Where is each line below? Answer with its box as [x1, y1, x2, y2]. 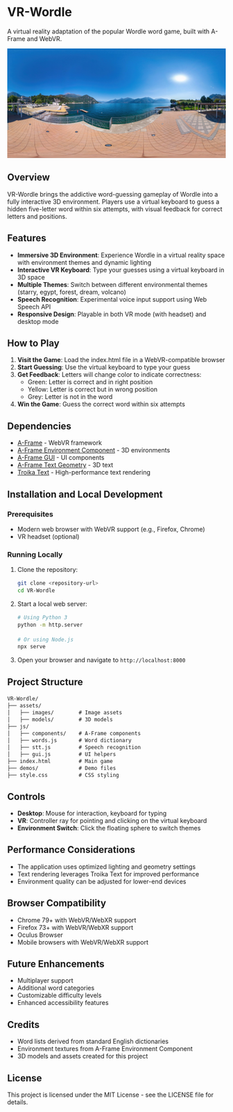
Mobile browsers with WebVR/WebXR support [17, 938, 149, 946]
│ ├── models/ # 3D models [7, 717, 113, 723]
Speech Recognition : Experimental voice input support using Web [17, 295, 207, 303]
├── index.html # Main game [7, 758, 113, 765]
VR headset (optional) [17, 532, 80, 541]
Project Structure [7, 676, 83, 688]
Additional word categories [17, 984, 95, 992]
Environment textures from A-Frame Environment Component [17, 1045, 193, 1053]
